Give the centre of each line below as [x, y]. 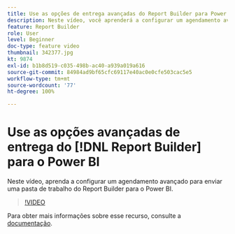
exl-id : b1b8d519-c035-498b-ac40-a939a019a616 [76, 66]
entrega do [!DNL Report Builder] [104, 147]
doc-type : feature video [43, 46]
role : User [23, 33]
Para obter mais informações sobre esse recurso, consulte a [94, 216]
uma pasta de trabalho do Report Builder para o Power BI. [90, 189]
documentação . [30, 224]
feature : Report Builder [43, 27]
